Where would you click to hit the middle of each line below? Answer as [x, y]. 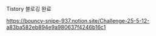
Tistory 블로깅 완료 [29, 9]
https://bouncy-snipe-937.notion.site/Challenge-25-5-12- [78, 21]
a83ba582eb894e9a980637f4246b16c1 [56, 27]
